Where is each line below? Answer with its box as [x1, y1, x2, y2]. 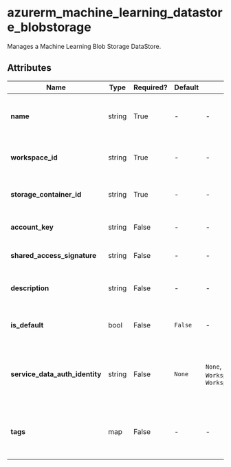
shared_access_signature [10, 250, 97, 260]
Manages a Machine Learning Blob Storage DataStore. [7, 42, 162, 50]
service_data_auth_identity [10, 369, 102, 379]
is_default [10, 320, 44, 329]
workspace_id [10, 153, 58, 162]
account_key [10, 222, 54, 232]
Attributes [7, 62, 52, 74]
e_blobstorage [7, 19, 91, 35]
